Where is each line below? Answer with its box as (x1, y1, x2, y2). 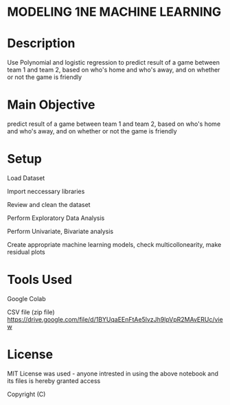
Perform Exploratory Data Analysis (7, 214, 105, 222)
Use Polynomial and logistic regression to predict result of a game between (7, 58, 220, 67)
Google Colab (7, 294, 46, 303)
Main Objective (7, 97, 95, 113)
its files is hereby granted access (7, 376, 101, 385)
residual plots (7, 248, 46, 256)
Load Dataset (7, 174, 45, 182)
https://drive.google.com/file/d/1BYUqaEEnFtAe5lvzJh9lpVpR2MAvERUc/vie (7, 315, 223, 323)
